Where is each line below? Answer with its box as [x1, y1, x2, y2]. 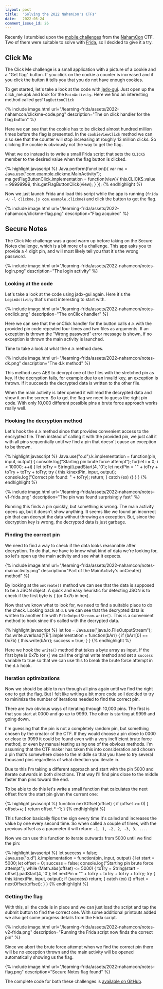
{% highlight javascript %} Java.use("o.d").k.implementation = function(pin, [5, 453, 157, 459]
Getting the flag [5, 893, 43, 900]
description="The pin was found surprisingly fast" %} [32, 494, 140, 500]
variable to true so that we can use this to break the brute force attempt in [5, 657, 153, 663]
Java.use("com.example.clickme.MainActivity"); [5, 171, 101, 177]
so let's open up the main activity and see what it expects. [5, 553, 122, 559]
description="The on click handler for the [67, 111, 150, 117]
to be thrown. [5, 444, 32, 450]
